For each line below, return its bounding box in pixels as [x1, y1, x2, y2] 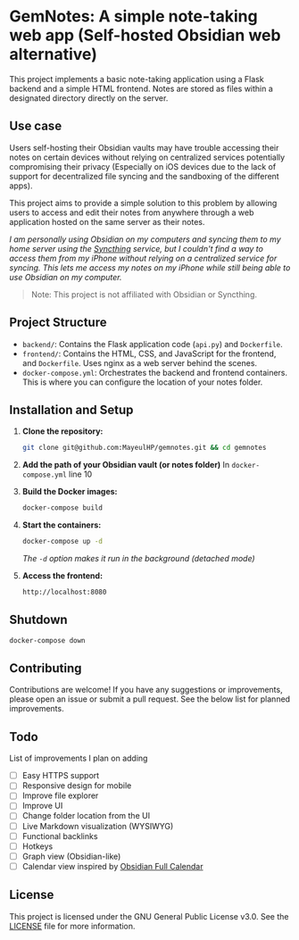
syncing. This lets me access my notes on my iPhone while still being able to [9, 262, 291, 273]
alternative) [9, 45, 98, 64]
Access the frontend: [21, 570, 104, 581]
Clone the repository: [21, 426, 104, 437]
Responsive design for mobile [21, 780, 132, 791]
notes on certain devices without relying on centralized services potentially [9, 152, 286, 162]
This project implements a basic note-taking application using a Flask [9, 73, 265, 84]
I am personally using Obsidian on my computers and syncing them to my [9, 234, 281, 245]
